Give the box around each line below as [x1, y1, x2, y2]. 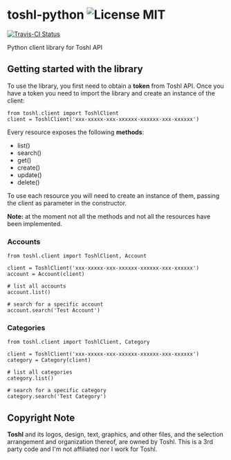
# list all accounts [7, 283, 67, 290]
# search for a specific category [7, 387, 107, 394]
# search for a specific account [7, 301, 104, 308]
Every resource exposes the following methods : [7, 128, 145, 136]
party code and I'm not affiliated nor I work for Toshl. [7, 445, 158, 453]
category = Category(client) [7, 357, 91, 364]
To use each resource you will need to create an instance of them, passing [7, 191, 220, 200]
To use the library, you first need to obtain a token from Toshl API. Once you [7, 82, 225, 90]
